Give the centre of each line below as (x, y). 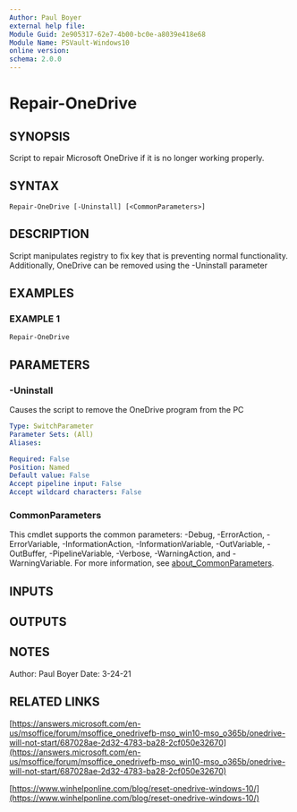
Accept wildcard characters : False (76, 492)
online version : (39, 51)
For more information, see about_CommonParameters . (174, 563)
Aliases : (25, 443)
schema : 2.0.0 (36, 59)
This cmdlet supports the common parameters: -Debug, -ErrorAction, (137, 534)
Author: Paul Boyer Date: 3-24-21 (70, 673)
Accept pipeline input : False (66, 484)
